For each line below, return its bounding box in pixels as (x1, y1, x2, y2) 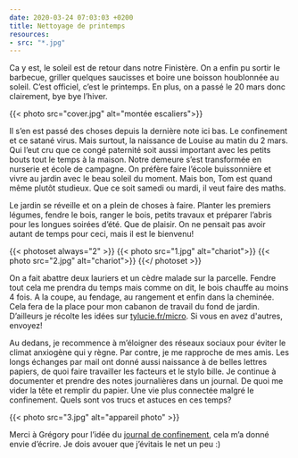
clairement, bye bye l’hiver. (9, 91, 108, 102)
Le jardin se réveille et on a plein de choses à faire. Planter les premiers (9, 200, 271, 211)
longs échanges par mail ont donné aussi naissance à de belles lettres (9, 357, 268, 368)
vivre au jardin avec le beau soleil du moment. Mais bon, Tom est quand (9, 174, 273, 184)
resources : (9, 30, 50, 38)
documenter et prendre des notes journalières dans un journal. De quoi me (9, 376, 284, 386)
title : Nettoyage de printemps (9, 21, 126, 30)
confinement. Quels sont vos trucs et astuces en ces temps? (9, 394, 232, 405)
